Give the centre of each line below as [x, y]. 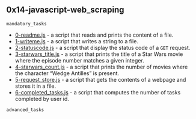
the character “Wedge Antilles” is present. [67, 73]
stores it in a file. [35, 86]
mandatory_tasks [26, 23]
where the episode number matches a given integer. [79, 60]
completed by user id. [42, 99]
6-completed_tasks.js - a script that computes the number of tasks [98, 92]
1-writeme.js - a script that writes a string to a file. [76, 41]
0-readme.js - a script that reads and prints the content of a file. [94, 35]
